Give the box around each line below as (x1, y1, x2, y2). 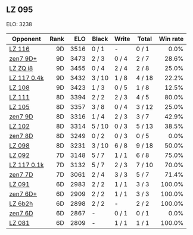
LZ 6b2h (9, 199, 33, 208)
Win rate (158, 35, 184, 43)
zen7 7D (9, 170, 33, 178)
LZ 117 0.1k (9, 161, 44, 169)
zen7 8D (9, 131, 33, 140)
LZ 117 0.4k (9, 74, 44, 82)
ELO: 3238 (6, 20, 33, 27)
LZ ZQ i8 (9, 64, 33, 72)
